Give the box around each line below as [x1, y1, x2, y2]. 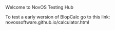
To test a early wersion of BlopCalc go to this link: [5, 14, 110, 19]
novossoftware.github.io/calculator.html [5, 19, 89, 25]
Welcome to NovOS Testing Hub [5, 4, 73, 10]
